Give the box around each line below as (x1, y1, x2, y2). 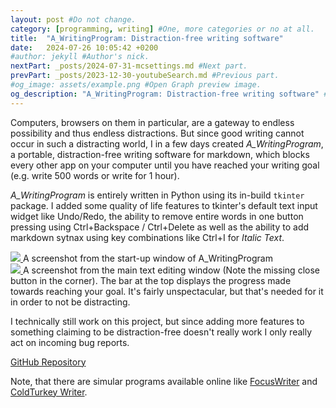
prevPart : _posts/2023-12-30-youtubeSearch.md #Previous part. (10, 71, 280, 81)
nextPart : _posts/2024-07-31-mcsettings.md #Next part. (10, 61, 248, 71)
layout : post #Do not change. (10, 14, 137, 25)
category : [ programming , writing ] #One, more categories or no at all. (10, 24, 315, 34)
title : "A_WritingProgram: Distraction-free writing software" (10, 33, 284, 43)
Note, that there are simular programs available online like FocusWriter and (10, 375, 318, 387)
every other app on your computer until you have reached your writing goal (10, 159, 320, 171)
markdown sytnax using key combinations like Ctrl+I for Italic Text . (10, 231, 285, 243)
